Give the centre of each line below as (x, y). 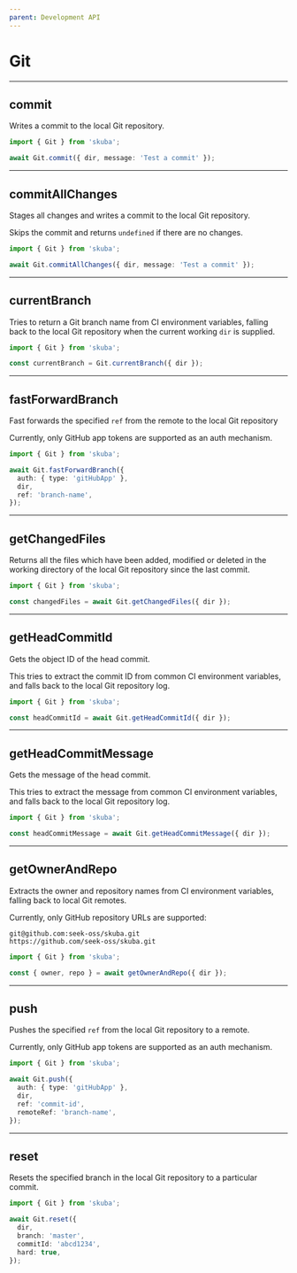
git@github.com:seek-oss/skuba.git (75, 934)
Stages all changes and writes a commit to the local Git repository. (129, 215)
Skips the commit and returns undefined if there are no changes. (126, 232)
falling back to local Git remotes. (68, 900)
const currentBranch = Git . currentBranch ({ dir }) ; (106, 364)
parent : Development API (55, 17)
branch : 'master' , (51, 1236)
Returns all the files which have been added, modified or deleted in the (138, 560)
